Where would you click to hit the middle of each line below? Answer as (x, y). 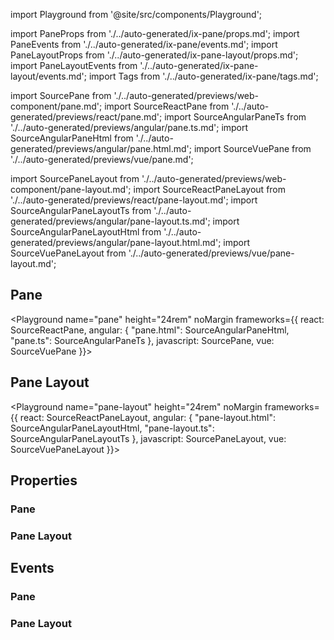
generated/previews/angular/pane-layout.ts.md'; (110, 221)
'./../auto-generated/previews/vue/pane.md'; (102, 159)
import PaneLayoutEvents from (74, 65)
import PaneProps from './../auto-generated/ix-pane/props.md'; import (155, 33)
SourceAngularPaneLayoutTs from (81, 210)
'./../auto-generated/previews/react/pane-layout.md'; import (134, 200)
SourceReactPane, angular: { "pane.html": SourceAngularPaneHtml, (150, 330)
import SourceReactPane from (167, 106)
